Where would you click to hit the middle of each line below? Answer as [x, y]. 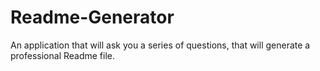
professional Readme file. [63, 55]
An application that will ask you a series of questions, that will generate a [160, 45]
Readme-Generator [92, 17]
